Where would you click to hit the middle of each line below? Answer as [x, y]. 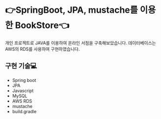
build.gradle [24, 111]
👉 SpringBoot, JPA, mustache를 [72, 10]
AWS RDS [22, 101]
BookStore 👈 [42, 25]
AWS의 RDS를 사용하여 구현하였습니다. [42, 49]
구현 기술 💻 [21, 66]
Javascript [23, 91]
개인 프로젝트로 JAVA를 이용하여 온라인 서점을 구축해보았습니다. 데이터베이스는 [80, 43]
